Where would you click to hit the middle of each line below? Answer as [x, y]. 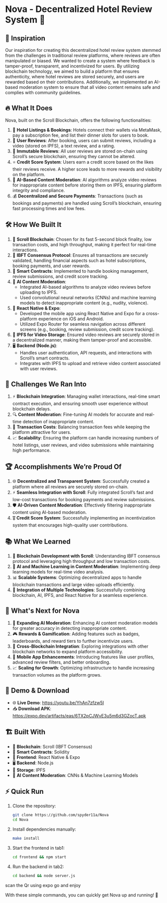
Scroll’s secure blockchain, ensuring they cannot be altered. [74, 156]
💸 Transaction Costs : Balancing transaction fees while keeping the [81, 427]
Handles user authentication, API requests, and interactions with [86, 353]
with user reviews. [39, 368]
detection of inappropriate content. [59, 422]
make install [26, 839]
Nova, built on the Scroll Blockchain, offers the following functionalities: [79, 120]
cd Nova [20, 820]
